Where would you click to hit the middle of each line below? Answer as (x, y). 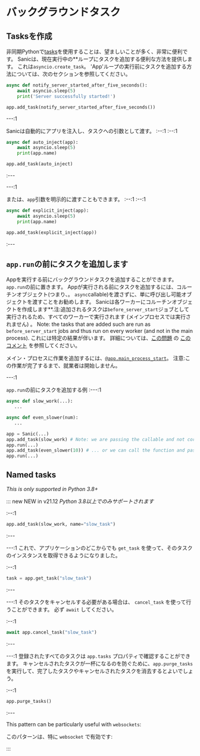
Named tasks (31, 475)
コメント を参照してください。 (43, 345)
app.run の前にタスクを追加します (67, 264)
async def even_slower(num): (42, 418)
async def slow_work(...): (40, 401)
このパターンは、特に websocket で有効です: (60, 736)
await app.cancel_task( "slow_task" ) (51, 632)
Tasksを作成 (29, 36)
